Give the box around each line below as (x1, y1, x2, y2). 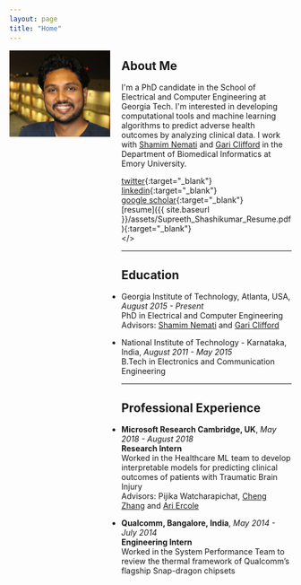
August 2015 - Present (121, 301, 204, 311)
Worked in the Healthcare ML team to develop (121, 452, 291, 463)
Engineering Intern (121, 537, 193, 547)
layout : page (9, 14, 58, 23)
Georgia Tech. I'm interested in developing (121, 101, 278, 112)
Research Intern (121, 442, 182, 453)
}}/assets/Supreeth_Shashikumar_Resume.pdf (121, 214, 291, 224)
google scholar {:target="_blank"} (121, 195, 244, 205)
